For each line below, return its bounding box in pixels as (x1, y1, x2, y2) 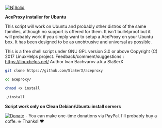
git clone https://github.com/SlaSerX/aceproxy (5, 68, 103, 73)
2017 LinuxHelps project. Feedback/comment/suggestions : (5, 54, 124, 59)
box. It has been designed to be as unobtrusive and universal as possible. (5, 39, 152, 45)
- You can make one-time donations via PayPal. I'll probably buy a (25, 112, 157, 119)
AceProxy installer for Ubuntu (5, 14, 66, 19)
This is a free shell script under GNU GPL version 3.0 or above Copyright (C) (5, 49, 158, 54)
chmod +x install (5, 86, 40, 91)
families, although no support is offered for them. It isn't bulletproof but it (5, 29, 151, 34)
